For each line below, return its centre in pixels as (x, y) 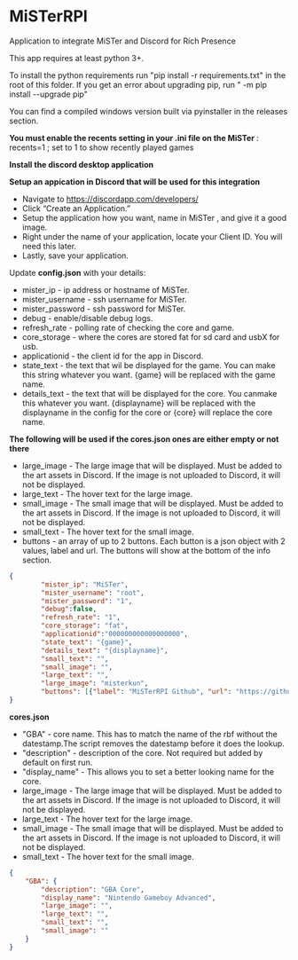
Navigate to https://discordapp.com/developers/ (110, 199)
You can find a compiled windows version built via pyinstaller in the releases (149, 111)
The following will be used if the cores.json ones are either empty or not (144, 439)
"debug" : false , (69, 610)
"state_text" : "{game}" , (87, 642)
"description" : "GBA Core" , (93, 889)
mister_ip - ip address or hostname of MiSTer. (106, 289)
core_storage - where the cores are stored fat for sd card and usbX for (151, 337)
